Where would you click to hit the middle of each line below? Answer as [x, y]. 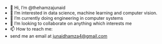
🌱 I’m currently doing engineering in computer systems [66, 18]
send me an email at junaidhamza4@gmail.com [58, 36]
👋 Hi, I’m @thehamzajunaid [38, 8]
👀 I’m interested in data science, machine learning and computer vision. [83, 13]
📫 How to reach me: [31, 29]
